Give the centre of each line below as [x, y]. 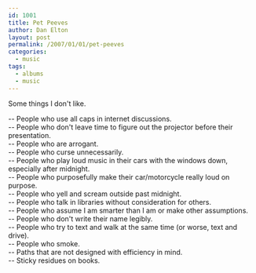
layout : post [29, 37]
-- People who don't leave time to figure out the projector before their [121, 127]
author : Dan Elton [38, 30]
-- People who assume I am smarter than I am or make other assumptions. [128, 210]
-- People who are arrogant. [53, 144]
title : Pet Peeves [38, 23]
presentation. [29, 135]
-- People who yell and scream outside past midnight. [95, 194]
